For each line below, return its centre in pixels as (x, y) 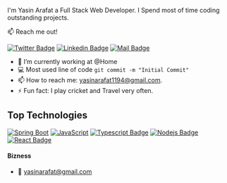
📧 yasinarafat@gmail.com (55, 172)
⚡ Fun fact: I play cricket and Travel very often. (85, 90)
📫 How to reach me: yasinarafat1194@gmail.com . (90, 80)
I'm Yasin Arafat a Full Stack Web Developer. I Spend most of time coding (114, 10)
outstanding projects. (38, 18)
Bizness (19, 156)
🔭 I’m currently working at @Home (67, 62)
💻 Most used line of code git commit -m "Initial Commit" (103, 69)
